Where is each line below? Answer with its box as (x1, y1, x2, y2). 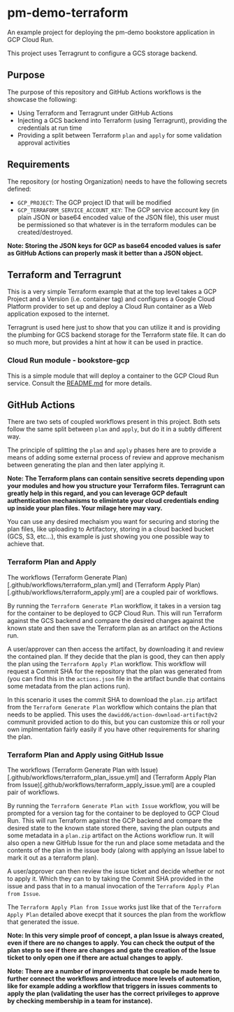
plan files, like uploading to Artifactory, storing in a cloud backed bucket (7, 525, 214, 534)
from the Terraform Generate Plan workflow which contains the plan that (7, 703, 217, 711)
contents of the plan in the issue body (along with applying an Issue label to (7, 846, 225, 855)
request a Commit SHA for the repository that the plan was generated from (7, 667, 222, 675)
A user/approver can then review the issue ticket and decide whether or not (7, 867, 225, 876)
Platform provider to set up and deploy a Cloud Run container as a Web (7, 302, 212, 311)
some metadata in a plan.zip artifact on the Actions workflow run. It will (7, 831, 214, 839)
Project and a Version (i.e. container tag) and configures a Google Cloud (7, 295, 215, 303)
